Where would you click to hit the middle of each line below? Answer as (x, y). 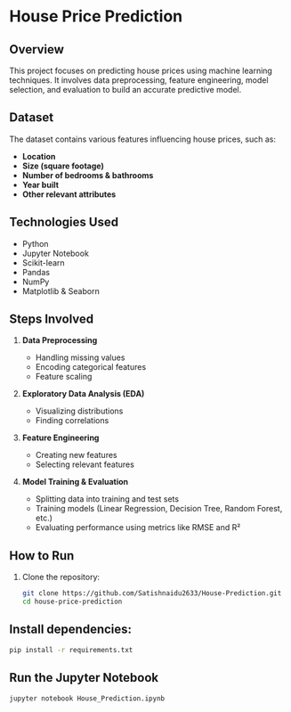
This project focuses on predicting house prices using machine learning (141, 70)
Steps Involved (52, 319)
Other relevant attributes (69, 194)
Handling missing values (80, 357)
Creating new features (76, 455)
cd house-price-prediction (72, 602)
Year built (40, 184)
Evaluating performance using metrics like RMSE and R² (138, 528)
